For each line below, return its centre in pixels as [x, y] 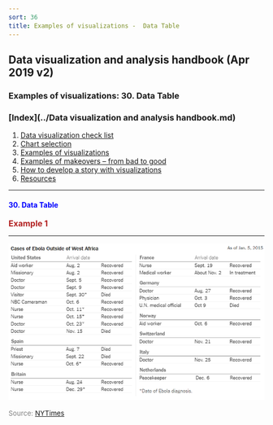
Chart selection [45, 144]
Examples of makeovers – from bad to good [93, 161]
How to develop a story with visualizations [91, 170]
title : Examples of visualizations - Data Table [94, 26]
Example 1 [28, 224]
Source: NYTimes [37, 414]
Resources [38, 178]
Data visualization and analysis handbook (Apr [129, 60]
